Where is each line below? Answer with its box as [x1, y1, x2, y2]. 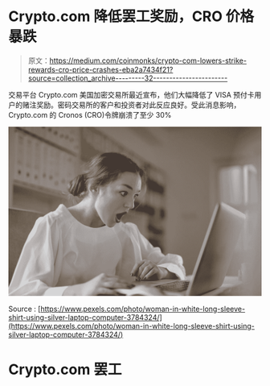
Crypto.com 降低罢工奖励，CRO [8, 7, 223, 26]
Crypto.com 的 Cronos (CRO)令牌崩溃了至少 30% [8, 110, 172, 119]
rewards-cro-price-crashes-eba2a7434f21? [27, 64, 174, 74]
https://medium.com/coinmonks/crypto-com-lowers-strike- [49, 56, 247, 65]
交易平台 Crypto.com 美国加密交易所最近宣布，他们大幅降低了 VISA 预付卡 [8, 89, 255, 99]
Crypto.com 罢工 [8, 360, 122, 379]
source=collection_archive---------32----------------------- [27, 73, 228, 83]
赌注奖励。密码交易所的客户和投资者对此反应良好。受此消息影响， [22, 100, 241, 110]
